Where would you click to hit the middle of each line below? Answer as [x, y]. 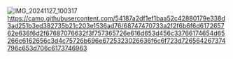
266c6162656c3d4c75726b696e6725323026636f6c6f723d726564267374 [116, 41]
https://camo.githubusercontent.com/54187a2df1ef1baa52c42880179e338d [116, 18]
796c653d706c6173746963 [47, 48]
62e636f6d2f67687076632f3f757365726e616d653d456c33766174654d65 [116, 33]
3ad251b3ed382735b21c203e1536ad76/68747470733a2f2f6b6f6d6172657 [116, 26]
